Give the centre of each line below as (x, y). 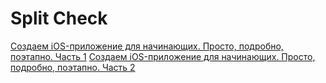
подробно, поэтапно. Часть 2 (73, 67)
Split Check (59, 18)
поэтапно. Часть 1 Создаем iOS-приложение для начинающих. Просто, (163, 56)
